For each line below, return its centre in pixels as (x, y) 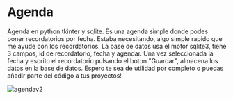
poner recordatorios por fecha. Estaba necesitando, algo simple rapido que (115, 38)
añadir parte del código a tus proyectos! (64, 75)
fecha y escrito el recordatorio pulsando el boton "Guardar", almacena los (113, 60)
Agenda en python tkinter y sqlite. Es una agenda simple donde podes (108, 31)
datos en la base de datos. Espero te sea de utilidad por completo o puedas (115, 68)
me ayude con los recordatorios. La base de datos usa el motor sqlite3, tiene (117, 46)
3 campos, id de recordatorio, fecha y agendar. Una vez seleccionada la (110, 53)
